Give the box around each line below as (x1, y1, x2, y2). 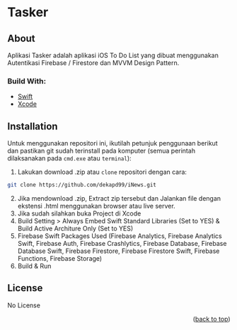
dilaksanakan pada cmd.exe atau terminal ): (7, 154, 132, 163)
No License (7, 301, 41, 310)
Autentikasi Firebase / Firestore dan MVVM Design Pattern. (7, 59, 180, 67)
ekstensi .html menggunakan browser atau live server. (17, 201, 175, 210)
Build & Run (17, 261, 52, 270)
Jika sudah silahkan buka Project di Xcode (17, 209, 141, 218)
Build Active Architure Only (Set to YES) (17, 224, 133, 232)
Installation (7, 120, 58, 132)
